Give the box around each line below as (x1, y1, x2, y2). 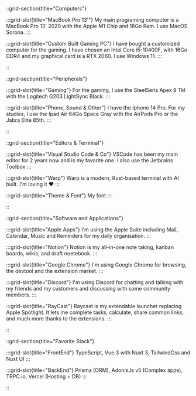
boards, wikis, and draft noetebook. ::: (6, 250, 98, 257)
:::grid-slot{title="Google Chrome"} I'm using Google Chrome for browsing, (6, 261, 187, 268)
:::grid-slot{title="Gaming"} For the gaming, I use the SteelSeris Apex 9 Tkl (6, 87, 185, 93)
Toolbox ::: (6, 163, 32, 170)
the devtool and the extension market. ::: (6, 268, 104, 274)
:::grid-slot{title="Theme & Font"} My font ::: (6, 192, 112, 199)
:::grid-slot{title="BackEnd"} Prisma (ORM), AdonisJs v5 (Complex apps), (6, 367, 183, 374)
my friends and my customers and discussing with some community (6, 285, 171, 292)
